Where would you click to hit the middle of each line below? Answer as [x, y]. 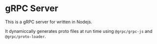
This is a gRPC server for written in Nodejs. [49, 22]
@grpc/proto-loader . [26, 36]
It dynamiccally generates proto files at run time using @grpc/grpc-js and [79, 31]
